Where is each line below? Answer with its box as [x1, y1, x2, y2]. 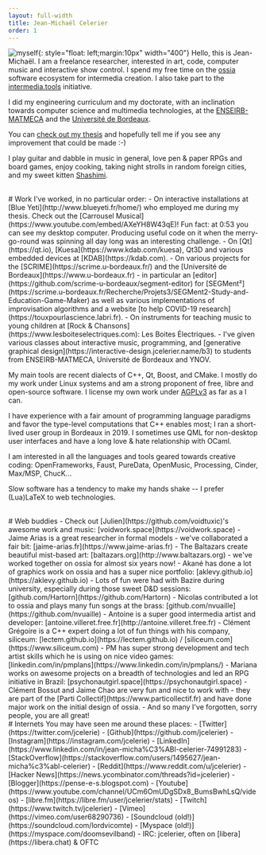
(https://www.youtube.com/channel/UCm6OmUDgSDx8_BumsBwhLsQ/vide [8, 787, 256, 796]
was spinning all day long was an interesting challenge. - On [40, 236, 238, 247]
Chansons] [94, 321, 130, 331]
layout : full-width [8, 11, 73, 20]
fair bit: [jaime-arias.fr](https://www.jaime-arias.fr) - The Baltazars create [8, 542, 249, 551]
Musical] [115, 212, 145, 221]
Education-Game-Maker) [8, 296, 90, 305]
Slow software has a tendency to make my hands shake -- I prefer [8, 484, 225, 494]
